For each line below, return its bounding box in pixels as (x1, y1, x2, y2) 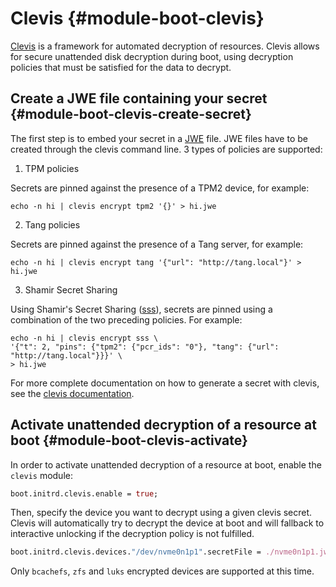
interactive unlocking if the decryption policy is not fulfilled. (10, 528, 255, 540)
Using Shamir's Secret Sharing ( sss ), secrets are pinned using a (10, 303, 273, 315)
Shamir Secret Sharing (24, 283, 118, 296)
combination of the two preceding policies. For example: (10, 313, 243, 326)
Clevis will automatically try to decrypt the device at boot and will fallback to (10, 517, 325, 529)
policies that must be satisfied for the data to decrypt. (10, 61, 232, 73)
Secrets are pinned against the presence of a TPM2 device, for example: (10, 182, 310, 194)
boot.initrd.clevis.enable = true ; (10, 488, 159, 499)
